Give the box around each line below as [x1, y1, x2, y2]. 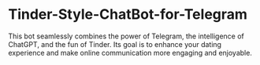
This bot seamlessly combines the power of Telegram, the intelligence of [8, 31, 244, 41]
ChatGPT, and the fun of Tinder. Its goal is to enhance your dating [8, 39, 222, 49]
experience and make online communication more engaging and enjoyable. [8, 48, 252, 57]
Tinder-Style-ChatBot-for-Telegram [8, 5, 248, 23]
